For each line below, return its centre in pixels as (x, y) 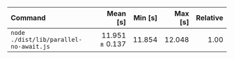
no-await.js (31, 46)
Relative (210, 18)
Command (29, 18)
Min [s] (146, 18)
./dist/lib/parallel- (46, 39)
